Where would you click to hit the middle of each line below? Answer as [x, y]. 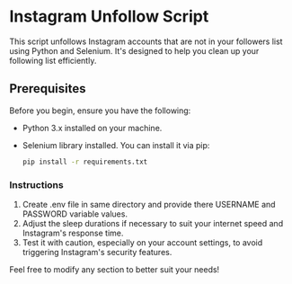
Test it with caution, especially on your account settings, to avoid [142, 242]
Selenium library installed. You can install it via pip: [116, 145]
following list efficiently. [53, 60]
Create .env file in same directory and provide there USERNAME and [149, 204]
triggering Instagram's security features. [97, 252]
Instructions [37, 184]
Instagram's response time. [73, 233]
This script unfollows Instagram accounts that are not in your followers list [146, 41]
